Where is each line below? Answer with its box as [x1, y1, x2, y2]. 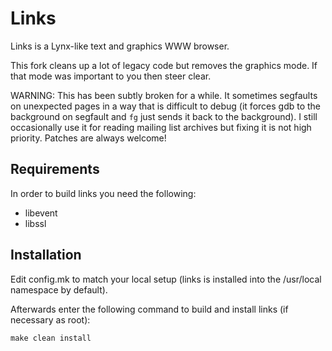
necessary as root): [10, 313, 91, 326]
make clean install [10, 333, 92, 343]
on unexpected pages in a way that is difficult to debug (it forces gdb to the [10, 100, 322, 112]
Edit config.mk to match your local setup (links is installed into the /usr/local [10, 273, 322, 285]
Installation [10, 247, 82, 264]
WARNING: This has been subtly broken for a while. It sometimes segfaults [10, 89, 318, 101]
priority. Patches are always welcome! [10, 132, 167, 144]
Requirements [10, 161, 100, 178]
